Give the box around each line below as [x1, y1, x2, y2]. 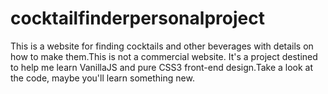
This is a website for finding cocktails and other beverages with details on [10, 40, 314, 52]
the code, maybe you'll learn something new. [10, 72, 195, 84]
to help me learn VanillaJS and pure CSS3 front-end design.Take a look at [10, 61, 314, 73]
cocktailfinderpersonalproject [10, 7, 265, 30]
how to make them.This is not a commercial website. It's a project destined [10, 50, 318, 62]
